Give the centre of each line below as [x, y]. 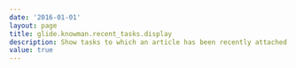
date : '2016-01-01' [45, 17]
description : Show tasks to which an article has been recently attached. [150, 42]
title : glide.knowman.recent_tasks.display [91, 34]
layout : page [33, 26]
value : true [31, 50]
